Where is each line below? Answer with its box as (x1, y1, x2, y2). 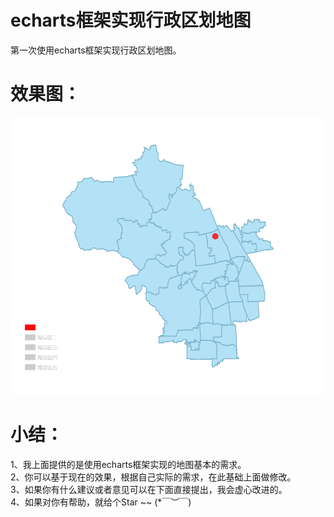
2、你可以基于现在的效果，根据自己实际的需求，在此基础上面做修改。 (10, 471, 297, 483)
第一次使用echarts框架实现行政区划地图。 (10, 44, 182, 56)
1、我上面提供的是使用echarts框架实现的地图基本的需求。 (10, 458, 247, 470)
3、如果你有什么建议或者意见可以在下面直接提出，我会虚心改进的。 (10, 483, 288, 495)
